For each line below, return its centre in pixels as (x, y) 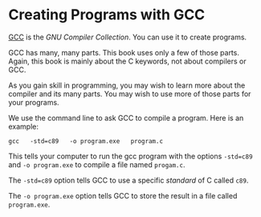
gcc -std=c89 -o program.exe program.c (86, 141)
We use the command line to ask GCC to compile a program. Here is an (126, 117)
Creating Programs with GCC (107, 15)
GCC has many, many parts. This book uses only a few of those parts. (124, 52)
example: (23, 126)
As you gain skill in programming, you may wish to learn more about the (127, 85)
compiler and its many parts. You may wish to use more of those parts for (130, 93)
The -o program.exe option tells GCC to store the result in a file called (123, 195)
